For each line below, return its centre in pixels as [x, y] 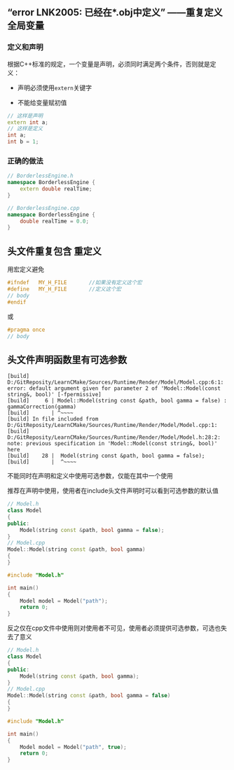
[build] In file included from [53, 419]
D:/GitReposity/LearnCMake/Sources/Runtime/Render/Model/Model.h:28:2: [114, 437]
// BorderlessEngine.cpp [43, 208]
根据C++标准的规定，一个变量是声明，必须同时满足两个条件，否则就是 [109, 64]
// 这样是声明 [25, 115]
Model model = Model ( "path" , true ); [74, 747]
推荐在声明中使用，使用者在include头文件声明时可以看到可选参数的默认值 [113, 491]
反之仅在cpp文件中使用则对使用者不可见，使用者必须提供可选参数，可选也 [114, 628]
